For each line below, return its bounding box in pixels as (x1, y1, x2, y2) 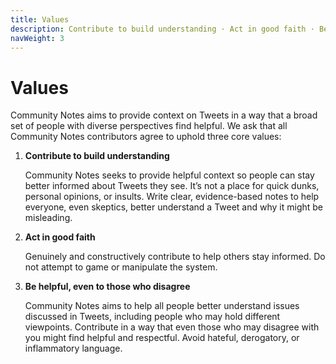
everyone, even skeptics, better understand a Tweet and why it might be (24, 201, 324, 213)
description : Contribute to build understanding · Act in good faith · (10, 24, 315, 34)
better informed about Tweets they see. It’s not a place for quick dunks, (24, 180, 320, 192)
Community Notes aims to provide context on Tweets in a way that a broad (10, 109, 318, 121)
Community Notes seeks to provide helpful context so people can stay (24, 169, 315, 181)
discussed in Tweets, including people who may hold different (24, 311, 281, 323)
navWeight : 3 (10, 33, 65, 43)
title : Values (10, 14, 70, 25)
